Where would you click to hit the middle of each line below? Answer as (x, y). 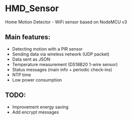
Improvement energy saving (40, 107)
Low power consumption (37, 80)
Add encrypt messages (36, 112)
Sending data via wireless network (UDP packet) (61, 54)
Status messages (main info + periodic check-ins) (62, 69)
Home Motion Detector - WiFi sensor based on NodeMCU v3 (66, 22)
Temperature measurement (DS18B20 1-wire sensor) (65, 64)
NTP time (21, 75)
